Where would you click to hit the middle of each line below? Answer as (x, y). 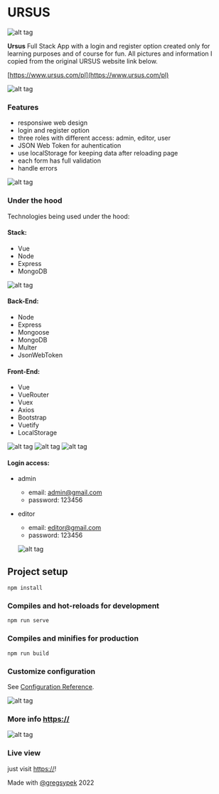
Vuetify (28, 425)
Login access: (28, 463)
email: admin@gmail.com (65, 492)
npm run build (28, 653)
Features (23, 107)
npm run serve (28, 621)
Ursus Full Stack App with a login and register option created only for (109, 46)
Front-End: (24, 371)
